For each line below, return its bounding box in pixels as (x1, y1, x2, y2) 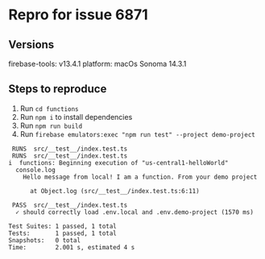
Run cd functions (19, 103, 79, 113)
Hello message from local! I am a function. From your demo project (23, 173, 258, 181)
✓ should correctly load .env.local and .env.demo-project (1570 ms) (15, 208, 254, 216)
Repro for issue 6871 (8, 6, 149, 24)
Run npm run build (19, 121, 83, 130)
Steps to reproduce (8, 82, 107, 96)
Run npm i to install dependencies (19, 112, 133, 121)
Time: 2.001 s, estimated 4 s (8, 243, 135, 251)
